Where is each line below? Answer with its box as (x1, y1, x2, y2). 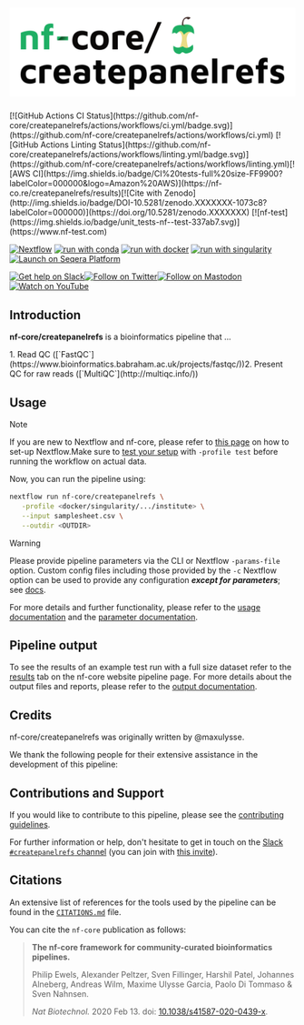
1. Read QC (9, 349, 52, 360)
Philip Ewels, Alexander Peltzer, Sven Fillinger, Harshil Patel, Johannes (31, 969, 295, 980)
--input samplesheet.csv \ (21, 511, 124, 520)
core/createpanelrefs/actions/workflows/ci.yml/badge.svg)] (9, 120, 233, 131)
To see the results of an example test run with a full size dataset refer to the (9, 662, 292, 673)
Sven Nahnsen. (31, 988, 89, 999)
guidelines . (9, 819, 51, 830)
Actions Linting (40, 139, 97, 150)
